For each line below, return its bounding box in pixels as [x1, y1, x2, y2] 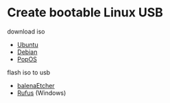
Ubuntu [16, 40, 39, 48]
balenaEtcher [16, 81, 55, 89]
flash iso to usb [7, 68, 51, 76]
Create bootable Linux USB [7, 5, 163, 20]
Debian [16, 48, 38, 56]
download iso [7, 27, 45, 35]
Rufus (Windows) [16, 89, 66, 97]
